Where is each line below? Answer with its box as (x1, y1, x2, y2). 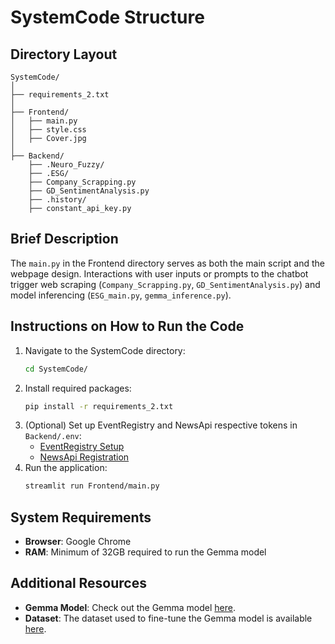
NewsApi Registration (39, 451, 130, 463)
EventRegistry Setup (39, 441, 125, 453)
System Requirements (10, 509, 152, 526)
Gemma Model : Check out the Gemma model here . (24, 601, 236, 613)
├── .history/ (28, 195, 87, 205)
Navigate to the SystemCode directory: (24, 344, 186, 356)
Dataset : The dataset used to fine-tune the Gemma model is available (24, 612, 313, 624)
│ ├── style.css (10, 125, 87, 135)
